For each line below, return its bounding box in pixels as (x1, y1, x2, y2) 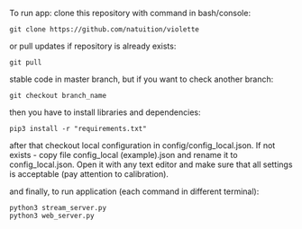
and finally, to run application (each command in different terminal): (9, 186, 260, 197)
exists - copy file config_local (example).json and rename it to (9, 150, 238, 160)
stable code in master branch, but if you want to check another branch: (9, 74, 274, 84)
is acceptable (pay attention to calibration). (9, 169, 169, 179)
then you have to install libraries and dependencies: (9, 107, 201, 118)
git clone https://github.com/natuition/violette (9, 25, 200, 34)
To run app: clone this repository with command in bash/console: (9, 8, 251, 18)
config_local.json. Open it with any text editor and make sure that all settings (9, 159, 293, 170)
